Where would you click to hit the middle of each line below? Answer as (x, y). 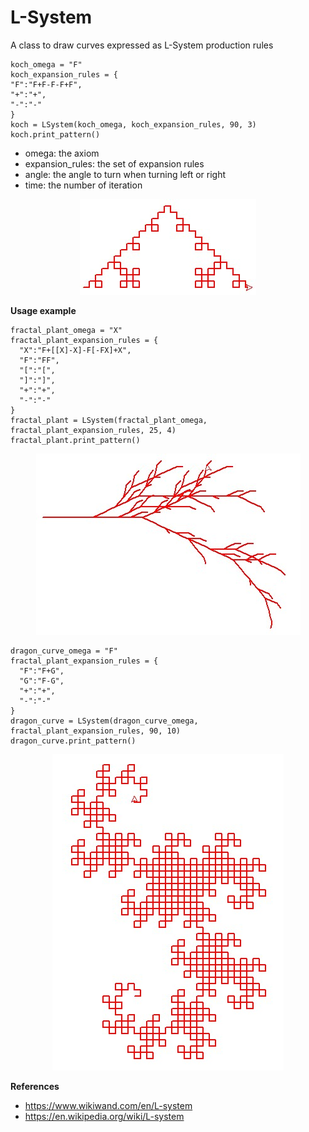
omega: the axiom (62, 153)
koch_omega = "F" (46, 64)
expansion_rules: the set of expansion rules (114, 163)
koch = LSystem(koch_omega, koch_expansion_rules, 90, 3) (133, 124)
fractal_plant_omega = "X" (66, 330)
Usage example (43, 310)
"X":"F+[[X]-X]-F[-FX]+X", (75, 350)
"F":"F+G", (42, 671)
